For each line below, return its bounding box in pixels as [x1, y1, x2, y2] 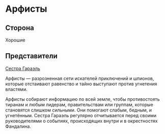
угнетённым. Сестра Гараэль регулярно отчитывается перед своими [5, 112, 157, 118]
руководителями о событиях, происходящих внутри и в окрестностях [5, 118, 158, 124]
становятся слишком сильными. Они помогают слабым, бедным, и [5, 107, 152, 113]
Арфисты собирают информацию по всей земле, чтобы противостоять [5, 96, 160, 102]
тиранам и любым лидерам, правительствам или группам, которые [5, 101, 154, 107]
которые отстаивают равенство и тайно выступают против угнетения [5, 80, 157, 87]
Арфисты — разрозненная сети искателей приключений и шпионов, [5, 75, 154, 81]
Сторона [5, 24, 34, 32]
